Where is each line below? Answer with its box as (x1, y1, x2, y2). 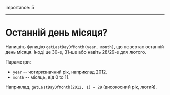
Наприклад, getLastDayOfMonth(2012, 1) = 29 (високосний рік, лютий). (5, 84, 157, 90)
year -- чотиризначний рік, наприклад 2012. (12, 69, 107, 75)
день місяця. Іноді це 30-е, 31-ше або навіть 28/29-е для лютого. (5, 49, 147, 55)
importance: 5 (5, 5, 34, 10)
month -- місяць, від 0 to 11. (12, 74, 70, 80)
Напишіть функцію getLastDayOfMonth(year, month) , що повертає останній (5, 43, 164, 50)
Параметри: (5, 58, 31, 65)
